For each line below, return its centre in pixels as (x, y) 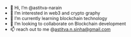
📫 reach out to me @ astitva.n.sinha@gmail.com (60, 29)
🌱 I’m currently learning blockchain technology (59, 18)
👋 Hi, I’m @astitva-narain (36, 8)
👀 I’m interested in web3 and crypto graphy (55, 13)
